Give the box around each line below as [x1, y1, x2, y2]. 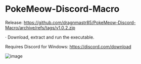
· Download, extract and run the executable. [5, 34, 94, 40]
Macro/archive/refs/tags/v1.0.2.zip [5, 24, 76, 30]
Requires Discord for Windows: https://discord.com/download [5, 43, 132, 49]
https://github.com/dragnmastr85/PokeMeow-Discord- [24, 20, 136, 25]
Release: [5, 20, 23, 25]
